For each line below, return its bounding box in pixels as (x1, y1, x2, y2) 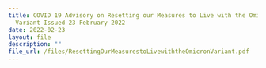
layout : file (8, 33, 51, 41)
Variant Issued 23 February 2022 (15, 19, 126, 27)
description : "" (8, 41, 62, 48)
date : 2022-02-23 (8, 26, 66, 34)
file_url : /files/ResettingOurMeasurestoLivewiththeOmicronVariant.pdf (8, 48, 249, 55)
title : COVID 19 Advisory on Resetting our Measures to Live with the (8, 11, 246, 20)
